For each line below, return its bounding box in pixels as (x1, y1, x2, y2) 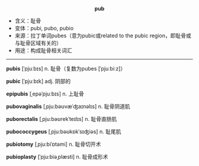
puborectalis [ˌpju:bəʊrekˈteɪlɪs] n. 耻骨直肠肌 (6, 116, 117, 122)
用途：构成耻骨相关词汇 (14, 47, 72, 54)
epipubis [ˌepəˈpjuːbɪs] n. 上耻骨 (6, 90, 84, 97)
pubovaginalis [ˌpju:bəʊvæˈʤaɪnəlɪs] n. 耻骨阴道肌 (6, 103, 130, 110)
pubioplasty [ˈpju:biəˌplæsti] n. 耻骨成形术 (6, 154, 108, 160)
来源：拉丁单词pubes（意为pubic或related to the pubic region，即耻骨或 (14, 32, 191, 39)
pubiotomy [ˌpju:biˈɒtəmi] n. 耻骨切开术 (6, 141, 101, 148)
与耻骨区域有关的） (14, 40, 62, 46)
